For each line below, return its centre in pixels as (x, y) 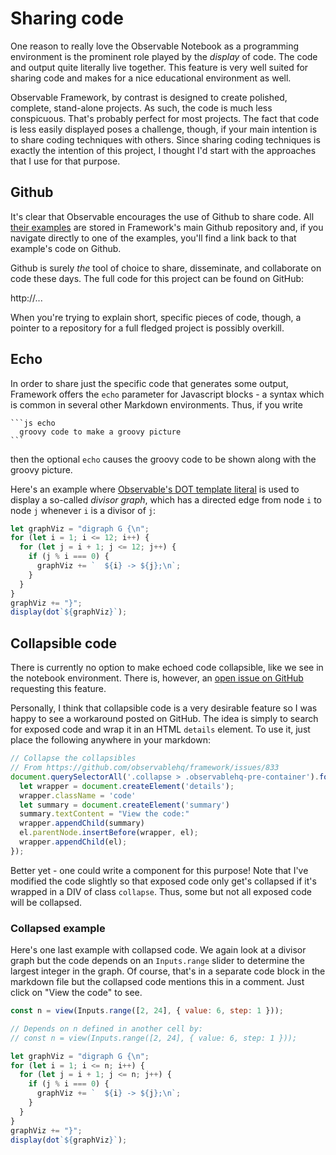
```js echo (33, 423)
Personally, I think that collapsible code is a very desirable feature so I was (164, 708)
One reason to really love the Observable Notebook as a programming (155, 46)
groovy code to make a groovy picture (100, 432)
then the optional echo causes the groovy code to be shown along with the (163, 459)
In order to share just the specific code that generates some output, (149, 383)
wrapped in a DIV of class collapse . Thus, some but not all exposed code (161, 891)
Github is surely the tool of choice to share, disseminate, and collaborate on (166, 268)
